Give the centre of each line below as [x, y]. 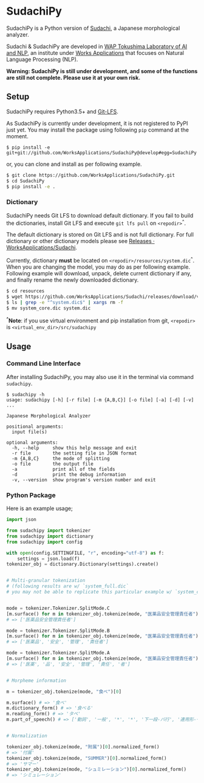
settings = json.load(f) [49, 559]
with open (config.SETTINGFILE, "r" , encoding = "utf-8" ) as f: [85, 553]
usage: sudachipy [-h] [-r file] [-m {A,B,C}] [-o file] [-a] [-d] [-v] [100, 400]
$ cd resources [25, 291]
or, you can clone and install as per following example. [74, 164]
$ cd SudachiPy [25, 181]
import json [21, 520]
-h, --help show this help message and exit [74, 448]
